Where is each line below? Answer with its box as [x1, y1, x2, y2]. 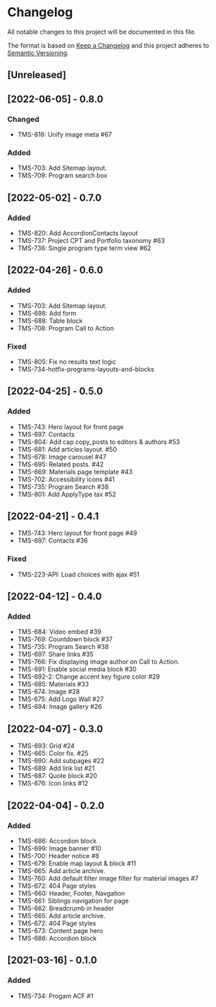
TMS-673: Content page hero [17, 926, 103, 934]
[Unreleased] [7, 69, 67, 81]
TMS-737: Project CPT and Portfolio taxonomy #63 [17, 237, 165, 245]
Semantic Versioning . [7, 49, 69, 57]
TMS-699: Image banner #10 [17, 844, 102, 853]
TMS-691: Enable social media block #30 [17, 665, 137, 674]
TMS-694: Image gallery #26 [17, 703, 102, 711]
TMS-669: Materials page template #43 [17, 467, 133, 476]
